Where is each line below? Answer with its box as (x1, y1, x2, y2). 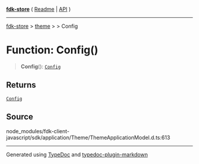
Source (6, 112, 34, 122)
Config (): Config (20, 63, 61, 70)
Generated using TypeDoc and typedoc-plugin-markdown (6, 151, 148, 158)
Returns (6, 80, 37, 90)
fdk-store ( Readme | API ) (6, 6, 71, 12)
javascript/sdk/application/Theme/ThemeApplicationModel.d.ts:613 (6, 134, 171, 141)
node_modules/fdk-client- (6, 127, 70, 134)
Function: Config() (6, 43, 99, 57)
